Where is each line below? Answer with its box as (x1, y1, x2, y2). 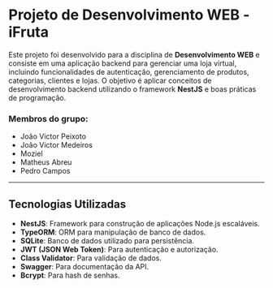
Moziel (19, 148, 43, 159)
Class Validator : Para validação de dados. (19, 253, 162, 263)
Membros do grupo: (8, 113, 89, 124)
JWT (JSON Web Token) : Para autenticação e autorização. (19, 245, 219, 255)
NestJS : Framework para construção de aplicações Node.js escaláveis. (19, 219, 260, 229)
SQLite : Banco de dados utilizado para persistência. (19, 236, 195, 246)
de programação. (8, 92, 67, 102)
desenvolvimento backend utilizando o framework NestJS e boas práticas (8, 84, 257, 94)
